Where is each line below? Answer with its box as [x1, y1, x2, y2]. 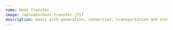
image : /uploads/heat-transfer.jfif [5, 12, 84, 17]
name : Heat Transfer [5, 7, 50, 13]
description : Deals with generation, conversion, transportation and [5, 17, 158, 22]
